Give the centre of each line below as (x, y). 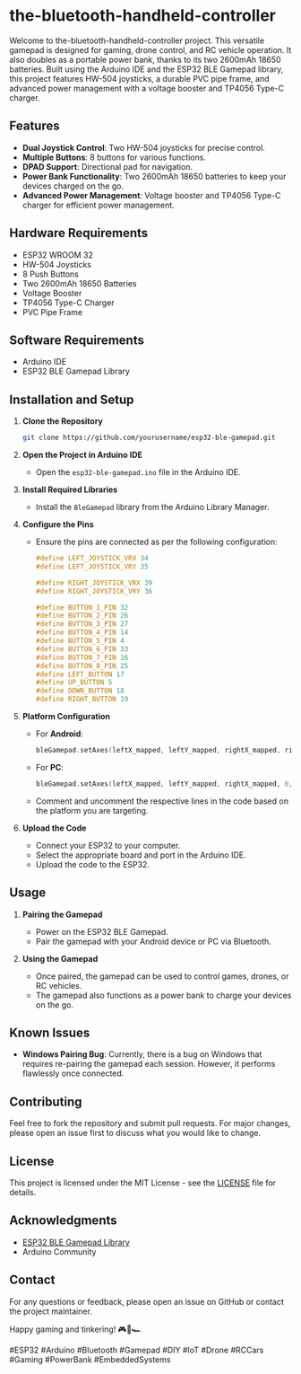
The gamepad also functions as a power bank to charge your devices (163, 995)
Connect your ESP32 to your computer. (108, 845)
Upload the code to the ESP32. (93, 864)
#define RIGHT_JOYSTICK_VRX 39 (94, 583)
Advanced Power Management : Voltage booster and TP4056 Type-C (151, 195)
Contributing (46, 1101)
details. (23, 1193)
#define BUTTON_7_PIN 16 (82, 657)
